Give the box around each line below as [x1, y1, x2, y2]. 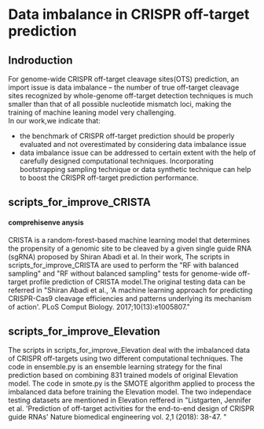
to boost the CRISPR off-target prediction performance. [19, 173, 199, 182]
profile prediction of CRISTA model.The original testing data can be [28, 277, 246, 286]
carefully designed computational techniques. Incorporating [19, 156, 214, 166]
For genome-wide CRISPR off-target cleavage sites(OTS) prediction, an [8, 75, 240, 83]
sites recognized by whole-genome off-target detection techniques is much [8, 91, 254, 100]
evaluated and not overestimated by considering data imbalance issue [19, 140, 247, 148]
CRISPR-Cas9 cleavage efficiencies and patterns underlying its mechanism [8, 293, 252, 303]
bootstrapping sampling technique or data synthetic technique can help [19, 165, 251, 174]
